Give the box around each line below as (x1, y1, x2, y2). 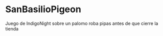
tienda (5, 25, 19, 31)
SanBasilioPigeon (5, 4, 82, 15)
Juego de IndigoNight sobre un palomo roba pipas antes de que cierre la (5, 20, 158, 26)
